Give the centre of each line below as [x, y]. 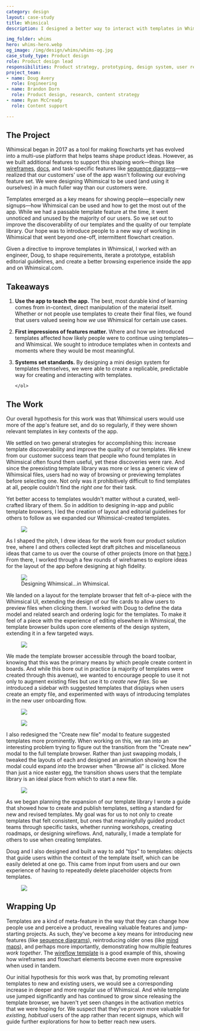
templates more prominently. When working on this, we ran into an [87, 741]
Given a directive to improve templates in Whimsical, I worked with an [91, 249]
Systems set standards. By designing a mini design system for [92, 363]
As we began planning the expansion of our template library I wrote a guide [99, 802]
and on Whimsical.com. [35, 268]
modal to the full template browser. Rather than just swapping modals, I [93, 754]
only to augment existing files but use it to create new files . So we [87, 682]
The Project [28, 135]
